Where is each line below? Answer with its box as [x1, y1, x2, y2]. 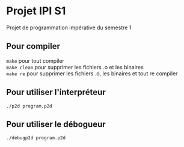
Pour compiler [6, 41, 60, 51]
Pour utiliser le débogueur [6, 119, 106, 129]
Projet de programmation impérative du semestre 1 [6, 24, 132, 31]
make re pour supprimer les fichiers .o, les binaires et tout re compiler [6, 70, 178, 77]
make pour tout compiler [6, 57, 65, 64]
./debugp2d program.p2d [6, 135, 66, 141]
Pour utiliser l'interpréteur [6, 87, 106, 97]
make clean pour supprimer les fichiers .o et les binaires [6, 63, 144, 71]
